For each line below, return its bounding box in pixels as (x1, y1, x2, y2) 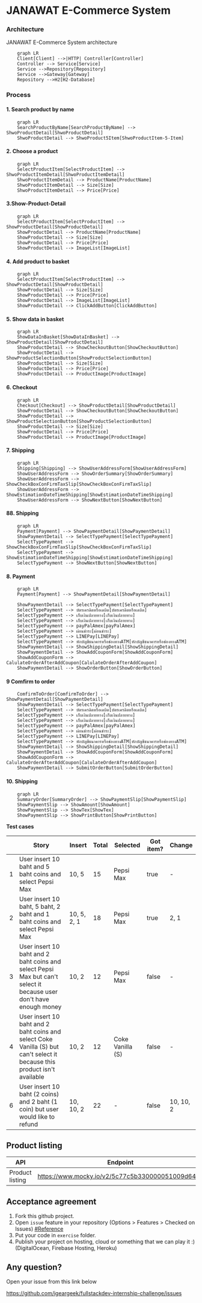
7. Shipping (6, 447, 35, 454)
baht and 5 (19, 862, 50, 871)
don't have (19, 995, 49, 1003)
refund (19, 1120, 38, 1128)
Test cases (6, 823, 34, 830)
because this (19, 1057, 56, 1066)
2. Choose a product (6, 148, 58, 155)
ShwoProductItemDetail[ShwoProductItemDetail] (6, 171, 125, 178)
